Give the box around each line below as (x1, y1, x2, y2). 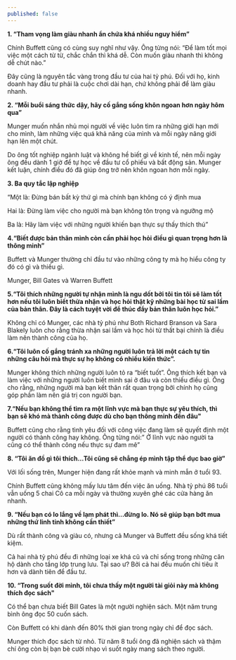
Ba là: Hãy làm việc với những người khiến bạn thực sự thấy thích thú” (7, 220, 209, 228)
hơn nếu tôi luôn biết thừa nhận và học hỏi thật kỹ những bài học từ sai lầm (7, 297, 229, 305)
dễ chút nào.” (7, 58, 46, 67)
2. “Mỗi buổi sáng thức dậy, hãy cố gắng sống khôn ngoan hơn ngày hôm (7, 100, 225, 109)
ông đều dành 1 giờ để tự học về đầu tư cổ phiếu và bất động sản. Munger (7, 158, 222, 166)
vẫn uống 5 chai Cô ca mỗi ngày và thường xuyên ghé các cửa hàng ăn (7, 489, 213, 497)
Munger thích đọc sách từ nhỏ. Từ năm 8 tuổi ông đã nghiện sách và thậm (7, 637, 221, 645)
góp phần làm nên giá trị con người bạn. (7, 391, 123, 399)
